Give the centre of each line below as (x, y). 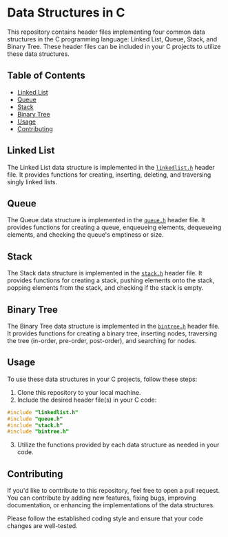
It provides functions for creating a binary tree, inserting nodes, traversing (112, 333)
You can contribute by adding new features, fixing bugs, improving (102, 498)
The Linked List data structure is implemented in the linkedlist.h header (111, 167)
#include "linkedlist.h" (43, 412)
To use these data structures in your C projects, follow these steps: (102, 379)
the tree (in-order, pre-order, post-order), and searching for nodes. (102, 341)
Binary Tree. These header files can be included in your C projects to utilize (114, 46)
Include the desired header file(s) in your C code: (87, 400)
